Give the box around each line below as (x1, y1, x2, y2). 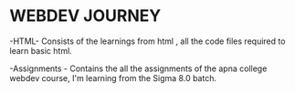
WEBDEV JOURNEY (9, 5, 162, 26)
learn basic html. (9, 45, 73, 56)
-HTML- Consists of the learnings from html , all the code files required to (9, 36, 286, 46)
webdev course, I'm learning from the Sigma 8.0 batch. (9, 72, 217, 83)
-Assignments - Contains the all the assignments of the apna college (9, 63, 268, 74)
